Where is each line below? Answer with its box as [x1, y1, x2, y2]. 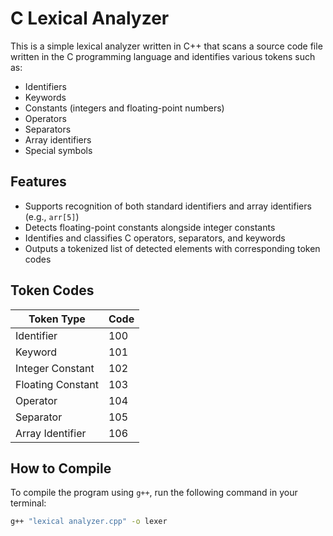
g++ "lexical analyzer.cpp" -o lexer [10, 517, 168, 527]
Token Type [28, 312, 86, 326]
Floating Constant [15, 377, 99, 391]
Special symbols [24, 144, 93, 156]
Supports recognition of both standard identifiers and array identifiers [24, 200, 312, 212]
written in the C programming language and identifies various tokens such [10, 50, 316, 62]
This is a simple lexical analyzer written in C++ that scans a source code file [10, 40, 323, 52]
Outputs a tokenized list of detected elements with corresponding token [24, 242, 321, 254]
